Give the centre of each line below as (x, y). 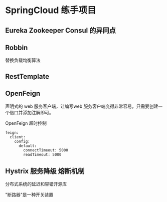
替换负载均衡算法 (23, 60)
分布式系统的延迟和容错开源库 (36, 184)
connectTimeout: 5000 (46, 150)
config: (22, 141)
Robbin (17, 47)
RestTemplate (27, 76)
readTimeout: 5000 (42, 154)
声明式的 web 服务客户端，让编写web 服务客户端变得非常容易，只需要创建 (82, 106)
